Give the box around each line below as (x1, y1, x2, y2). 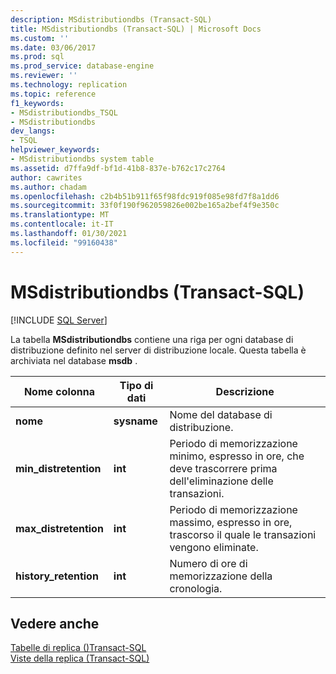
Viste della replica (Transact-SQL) (10, 652, 150, 665)
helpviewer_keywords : (10, 145, 101, 155)
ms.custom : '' (10, 33, 70, 43)
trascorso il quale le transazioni (169, 527, 317, 541)
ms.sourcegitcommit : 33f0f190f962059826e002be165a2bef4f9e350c (10, 201, 280, 211)
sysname (113, 414, 158, 428)
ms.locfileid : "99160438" (10, 237, 118, 248)
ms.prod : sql (10, 52, 65, 62)
